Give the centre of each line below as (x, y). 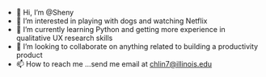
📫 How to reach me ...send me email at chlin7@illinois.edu (114, 64)
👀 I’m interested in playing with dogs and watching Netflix (112, 21)
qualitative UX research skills (64, 38)
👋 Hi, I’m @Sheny (45, 12)
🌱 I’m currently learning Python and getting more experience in (121, 29)
